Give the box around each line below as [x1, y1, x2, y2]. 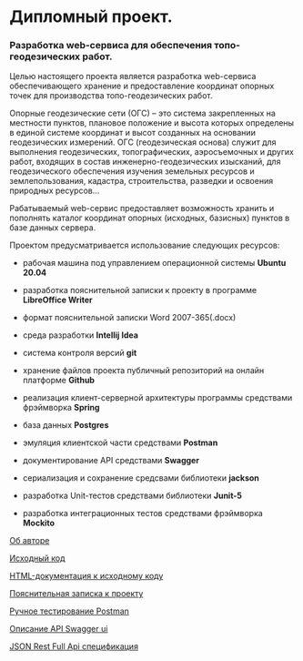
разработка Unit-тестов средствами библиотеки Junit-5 [22, 490, 243, 502]
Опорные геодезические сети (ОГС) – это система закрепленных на [9, 107, 276, 119]
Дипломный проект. [9, 6, 173, 27]
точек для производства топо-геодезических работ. [9, 90, 213, 101]
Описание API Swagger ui [9, 624, 108, 635]
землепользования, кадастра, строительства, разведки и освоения [9, 176, 274, 187]
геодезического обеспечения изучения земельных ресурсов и [9, 166, 255, 177]
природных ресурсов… [9, 185, 100, 197]
